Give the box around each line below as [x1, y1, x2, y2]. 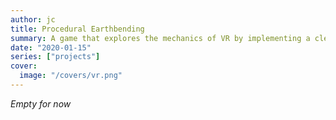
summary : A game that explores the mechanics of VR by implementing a [10, 33, 311, 43]
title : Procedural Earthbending [10, 24, 145, 34]
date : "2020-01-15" [10, 42, 92, 53]
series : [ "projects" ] [10, 52, 101, 62]
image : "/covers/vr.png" [19, 71, 123, 81]
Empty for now [10, 97, 72, 110]
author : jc [10, 14, 56, 25]
